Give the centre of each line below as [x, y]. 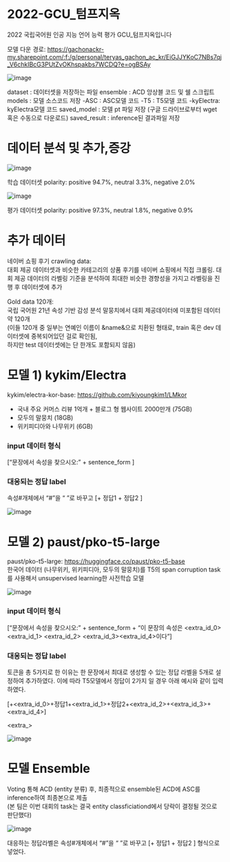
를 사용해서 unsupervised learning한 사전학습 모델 [76, 578]
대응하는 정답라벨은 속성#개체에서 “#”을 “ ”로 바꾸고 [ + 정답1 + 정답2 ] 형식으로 [114, 843]
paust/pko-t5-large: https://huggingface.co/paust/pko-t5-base [96, 561]
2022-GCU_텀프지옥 [64, 14]
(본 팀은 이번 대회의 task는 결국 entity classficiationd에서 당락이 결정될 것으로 [112, 806]
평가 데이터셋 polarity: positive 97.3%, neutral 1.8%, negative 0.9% [100, 210]
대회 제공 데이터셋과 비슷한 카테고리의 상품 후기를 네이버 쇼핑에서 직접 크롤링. [111, 269]
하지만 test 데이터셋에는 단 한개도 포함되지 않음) [72, 344]
